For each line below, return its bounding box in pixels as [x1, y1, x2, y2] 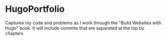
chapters [5, 30, 23, 36]
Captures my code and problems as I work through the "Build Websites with [5, 20, 161, 26]
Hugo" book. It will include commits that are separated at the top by [5, 25, 144, 31]
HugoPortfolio [5, 3, 65, 15]
